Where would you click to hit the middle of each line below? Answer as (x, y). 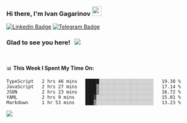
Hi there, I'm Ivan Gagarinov (48, 13)
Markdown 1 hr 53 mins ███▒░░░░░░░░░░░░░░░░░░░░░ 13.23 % (94, 102)
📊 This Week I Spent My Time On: (50, 68)
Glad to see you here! (38, 42)
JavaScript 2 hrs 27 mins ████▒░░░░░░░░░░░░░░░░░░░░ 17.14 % (94, 87)
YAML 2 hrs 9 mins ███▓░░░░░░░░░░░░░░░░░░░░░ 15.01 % (94, 97)
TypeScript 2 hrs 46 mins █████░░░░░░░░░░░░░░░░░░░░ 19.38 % (94, 81)
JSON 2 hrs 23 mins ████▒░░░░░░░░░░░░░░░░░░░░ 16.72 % (94, 92)
